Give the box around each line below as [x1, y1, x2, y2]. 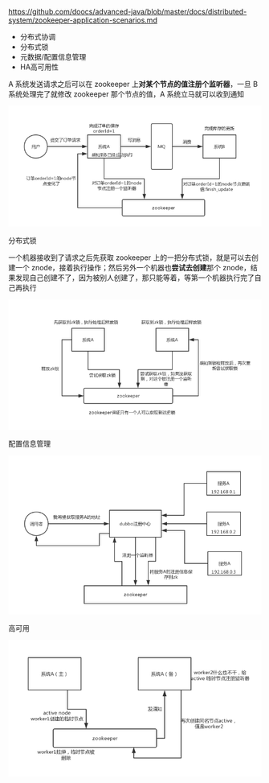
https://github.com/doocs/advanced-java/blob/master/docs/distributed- [8, 7, 247, 16]
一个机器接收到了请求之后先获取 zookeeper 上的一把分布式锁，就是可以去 [8, 253, 251, 262]
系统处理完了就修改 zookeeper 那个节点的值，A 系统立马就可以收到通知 [8, 89, 245, 99]
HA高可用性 [19, 62, 59, 72]
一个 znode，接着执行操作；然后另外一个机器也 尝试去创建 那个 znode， [14, 262, 251, 272]
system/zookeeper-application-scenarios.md [8, 15, 158, 25]
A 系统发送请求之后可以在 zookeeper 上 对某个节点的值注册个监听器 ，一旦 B [8, 80, 259, 89]
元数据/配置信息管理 [19, 52, 87, 61]
